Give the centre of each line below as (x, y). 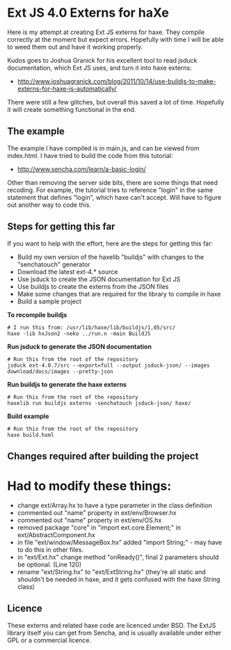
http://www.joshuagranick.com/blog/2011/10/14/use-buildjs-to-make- (117, 81)
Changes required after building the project (103, 456)
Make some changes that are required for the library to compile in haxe (119, 294)
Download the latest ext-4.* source (67, 271)
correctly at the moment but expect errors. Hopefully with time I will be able (115, 39)
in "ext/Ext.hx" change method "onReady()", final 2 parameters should (118, 557)
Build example (28, 416)
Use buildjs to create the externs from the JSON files (93, 286)
